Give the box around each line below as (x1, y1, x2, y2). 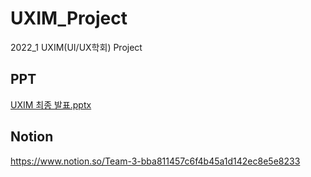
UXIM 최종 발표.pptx (10, 98, 92, 111)
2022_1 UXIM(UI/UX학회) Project (10, 41, 143, 53)
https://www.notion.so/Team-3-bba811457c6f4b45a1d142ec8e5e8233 (10, 155, 301, 167)
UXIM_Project (10, 7, 128, 30)
